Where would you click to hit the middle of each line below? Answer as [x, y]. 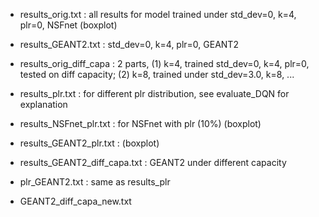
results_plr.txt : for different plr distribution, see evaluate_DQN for [154, 93]
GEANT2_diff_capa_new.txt [75, 201]
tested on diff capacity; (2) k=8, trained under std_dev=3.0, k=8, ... [157, 74]
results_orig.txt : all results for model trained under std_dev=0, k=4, [158, 14]
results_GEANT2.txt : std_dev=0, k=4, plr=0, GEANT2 [129, 44]
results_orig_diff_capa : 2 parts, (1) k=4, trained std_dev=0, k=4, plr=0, [164, 63]
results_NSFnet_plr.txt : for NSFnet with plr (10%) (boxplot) [140, 123]
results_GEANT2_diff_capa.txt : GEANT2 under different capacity [153, 162]
